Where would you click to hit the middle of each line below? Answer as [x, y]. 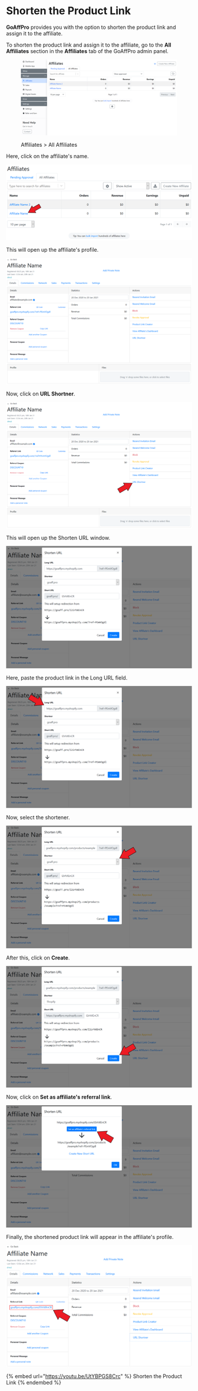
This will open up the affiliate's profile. [52, 250]
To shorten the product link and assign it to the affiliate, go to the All [89, 45]
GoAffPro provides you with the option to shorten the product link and [91, 27]
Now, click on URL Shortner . [41, 394]
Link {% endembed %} [34, 1382]
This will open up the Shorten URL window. [58, 538]
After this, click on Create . [38, 957]
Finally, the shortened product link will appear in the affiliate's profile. [90, 1237]
